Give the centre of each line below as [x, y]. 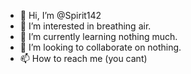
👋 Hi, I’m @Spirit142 [60, 15]
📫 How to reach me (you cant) [83, 58]
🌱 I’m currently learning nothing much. [98, 36]
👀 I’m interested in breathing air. [85, 26]
